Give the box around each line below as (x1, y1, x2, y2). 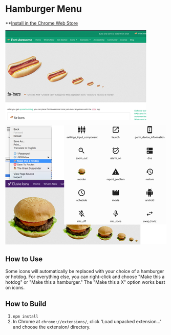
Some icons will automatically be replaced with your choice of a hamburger (5, 268, 164, 275)
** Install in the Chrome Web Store (5, 20, 78, 26)
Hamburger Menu (5, 3, 82, 15)
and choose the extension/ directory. (12, 324, 91, 330)
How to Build (5, 299, 47, 308)
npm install (12, 314, 38, 319)
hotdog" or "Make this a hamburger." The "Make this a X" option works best (5, 279, 165, 285)
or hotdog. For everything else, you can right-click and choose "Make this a (5, 274, 165, 280)
